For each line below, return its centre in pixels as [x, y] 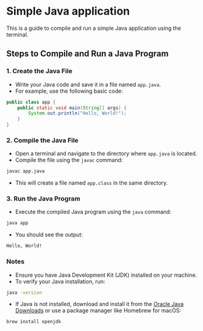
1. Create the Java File [39, 71]
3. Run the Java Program [43, 199]
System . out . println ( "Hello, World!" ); [77, 113]
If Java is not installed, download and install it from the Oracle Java [99, 304]
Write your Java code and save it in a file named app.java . [88, 84]
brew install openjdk [34, 322]
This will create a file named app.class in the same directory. [91, 183]
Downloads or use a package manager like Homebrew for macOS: [98, 311]
